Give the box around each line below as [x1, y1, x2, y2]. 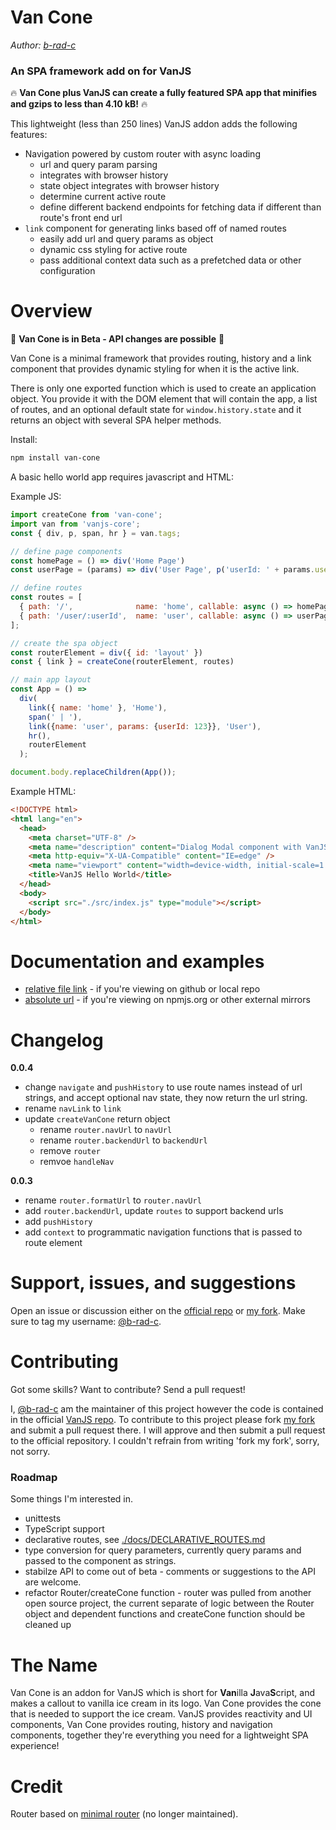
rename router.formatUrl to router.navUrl [24, 1194, 202, 1206]
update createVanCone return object [24, 1113, 171, 1125]
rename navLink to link [24, 1102, 122, 1115]
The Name [10, 1654, 98, 1676]
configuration [39, 265, 96, 277]
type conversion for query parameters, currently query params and [24, 1544, 302, 1556]
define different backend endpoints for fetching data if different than [39, 201, 322, 213]
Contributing [10, 1351, 119, 1373]
